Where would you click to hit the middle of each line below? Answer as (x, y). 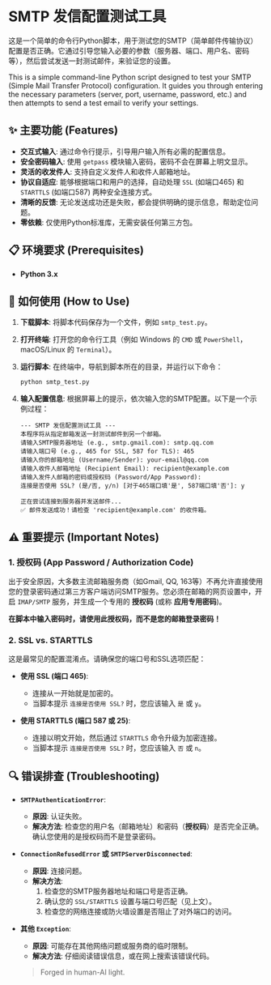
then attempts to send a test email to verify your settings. (104, 103)
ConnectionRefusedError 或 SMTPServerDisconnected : (106, 854)
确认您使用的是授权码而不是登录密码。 (96, 837)
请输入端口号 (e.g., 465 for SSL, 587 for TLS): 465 (107, 452)
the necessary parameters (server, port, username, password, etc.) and (127, 94)
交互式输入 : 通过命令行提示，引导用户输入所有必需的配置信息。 (125, 151)
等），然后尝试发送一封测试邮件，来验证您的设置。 (92, 61)
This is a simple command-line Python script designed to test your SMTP (130, 77)
